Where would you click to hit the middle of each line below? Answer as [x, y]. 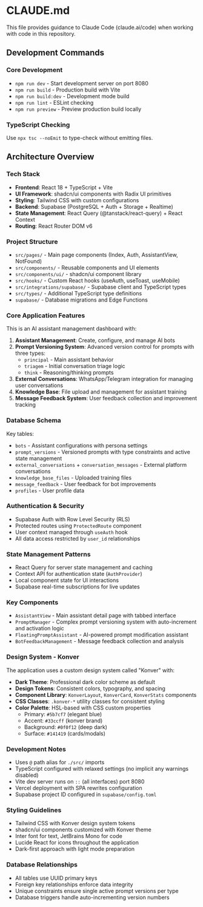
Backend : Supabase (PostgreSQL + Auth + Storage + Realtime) [94, 206]
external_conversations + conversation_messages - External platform [101, 464]
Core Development [35, 70]
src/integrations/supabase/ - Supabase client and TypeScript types [101, 287]
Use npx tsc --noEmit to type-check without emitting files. [80, 137]
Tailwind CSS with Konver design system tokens [75, 823]
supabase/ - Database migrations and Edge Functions [82, 300]
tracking [25, 405]
